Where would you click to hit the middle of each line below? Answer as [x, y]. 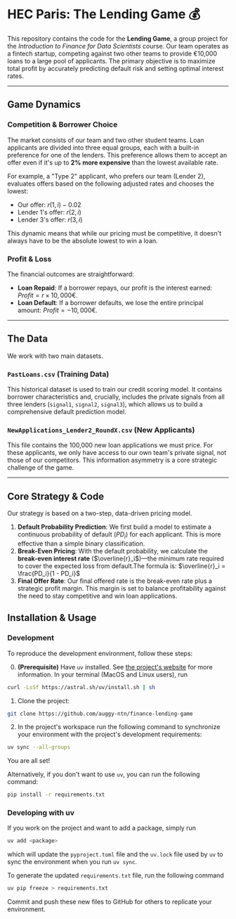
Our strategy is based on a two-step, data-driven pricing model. [100, 513]
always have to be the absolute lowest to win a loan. [83, 240]
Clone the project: [44, 700]
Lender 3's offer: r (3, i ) [50, 219]
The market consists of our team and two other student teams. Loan [106, 140]
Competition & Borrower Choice [63, 124]
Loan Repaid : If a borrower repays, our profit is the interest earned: [115, 288]
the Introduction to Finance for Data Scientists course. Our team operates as [118, 46]
